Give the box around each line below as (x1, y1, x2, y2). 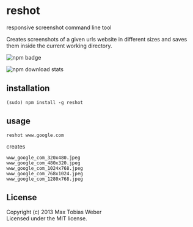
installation (6, 83, 50, 94)
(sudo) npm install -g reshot (6, 99, 84, 105)
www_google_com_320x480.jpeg (6, 155, 81, 161)
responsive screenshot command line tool (6, 24, 112, 31)
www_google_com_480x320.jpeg (6, 159, 81, 166)
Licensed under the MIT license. (6, 215, 87, 222)
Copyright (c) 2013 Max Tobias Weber (6, 208, 102, 216)
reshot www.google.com (6, 132, 64, 138)
